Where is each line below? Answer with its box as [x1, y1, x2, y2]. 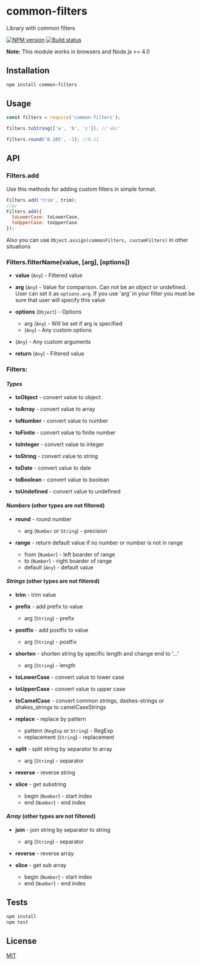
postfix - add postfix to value [15, 626, 89, 633]
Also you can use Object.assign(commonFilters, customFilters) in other [6, 236, 189, 244]
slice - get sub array [15, 862, 67, 869]
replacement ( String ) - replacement [24, 733, 114, 741]
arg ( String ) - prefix [24, 614, 75, 622]
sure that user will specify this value [15, 297, 106, 304]
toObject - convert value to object [15, 394, 101, 401]
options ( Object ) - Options [15, 308, 82, 315]
